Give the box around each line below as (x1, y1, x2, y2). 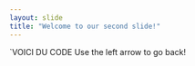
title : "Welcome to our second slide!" (9, 22, 161, 31)
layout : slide (9, 13, 64, 23)
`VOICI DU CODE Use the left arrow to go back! (9, 46, 187, 57)
